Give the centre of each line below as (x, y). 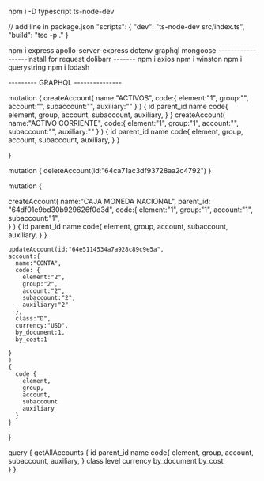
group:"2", (40, 284)
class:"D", (33, 319)
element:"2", (44, 277)
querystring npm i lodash (49, 67)
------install (27, 59)
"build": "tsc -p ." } (38, 35)
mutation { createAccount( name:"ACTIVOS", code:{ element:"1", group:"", (128, 98)
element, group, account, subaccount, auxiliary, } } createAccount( (117, 115)
